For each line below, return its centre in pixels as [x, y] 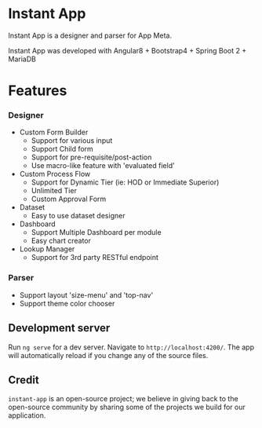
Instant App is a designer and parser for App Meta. [90, 35]
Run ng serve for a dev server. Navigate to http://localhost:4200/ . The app [131, 347]
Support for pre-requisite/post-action [91, 157]
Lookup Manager [47, 249]
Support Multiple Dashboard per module [96, 232]
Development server [59, 328]
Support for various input [72, 141]
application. [27, 415]
